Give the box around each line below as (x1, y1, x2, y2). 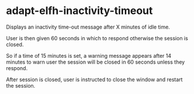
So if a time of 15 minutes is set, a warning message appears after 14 (6, 52, 172, 59)
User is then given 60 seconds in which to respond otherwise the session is (6, 34, 188, 41)
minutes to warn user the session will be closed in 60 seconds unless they (6, 58, 185, 65)
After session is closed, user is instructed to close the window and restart (6, 76, 183, 83)
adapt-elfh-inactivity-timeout (6, 4, 153, 18)
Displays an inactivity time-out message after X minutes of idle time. (6, 23, 171, 30)
